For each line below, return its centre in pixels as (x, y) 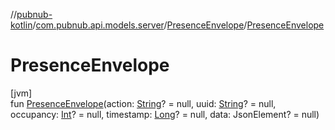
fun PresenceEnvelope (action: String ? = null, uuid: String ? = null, (143, 103)
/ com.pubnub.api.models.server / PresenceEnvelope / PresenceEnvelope (178, 25)
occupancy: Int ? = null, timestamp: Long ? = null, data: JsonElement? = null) (165, 114)
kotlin (21, 25)
